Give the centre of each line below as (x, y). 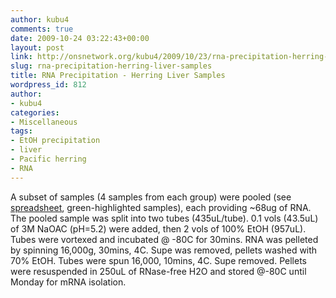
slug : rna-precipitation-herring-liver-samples (111, 66)
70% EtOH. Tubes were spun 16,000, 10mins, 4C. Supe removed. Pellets (158, 260)
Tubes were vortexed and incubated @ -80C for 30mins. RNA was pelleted (164, 239)
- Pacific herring (48, 159)
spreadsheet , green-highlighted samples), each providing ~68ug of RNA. (161, 207)
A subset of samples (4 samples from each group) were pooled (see (151, 197)
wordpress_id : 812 (48, 85)
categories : (35, 112)
